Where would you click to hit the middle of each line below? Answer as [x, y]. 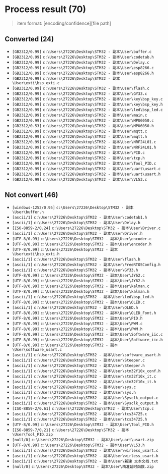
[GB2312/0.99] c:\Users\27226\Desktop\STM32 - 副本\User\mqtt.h [79, 137]
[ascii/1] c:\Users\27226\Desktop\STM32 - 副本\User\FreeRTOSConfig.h [86, 265]
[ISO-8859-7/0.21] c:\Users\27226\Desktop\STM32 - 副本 [70, 430]
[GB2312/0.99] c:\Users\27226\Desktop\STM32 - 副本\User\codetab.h [83, 57]
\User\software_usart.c [37, 349]
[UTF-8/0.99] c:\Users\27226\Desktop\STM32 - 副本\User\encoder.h [82, 244]
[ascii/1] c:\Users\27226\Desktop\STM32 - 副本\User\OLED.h [75, 307]
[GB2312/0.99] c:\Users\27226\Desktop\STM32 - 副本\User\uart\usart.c [86, 169]
